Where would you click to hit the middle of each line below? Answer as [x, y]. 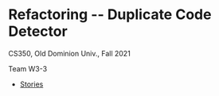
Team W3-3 [28, 68]
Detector [38, 31]
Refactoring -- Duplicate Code [110, 15]
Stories [31, 84]
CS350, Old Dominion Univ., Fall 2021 [70, 53]
